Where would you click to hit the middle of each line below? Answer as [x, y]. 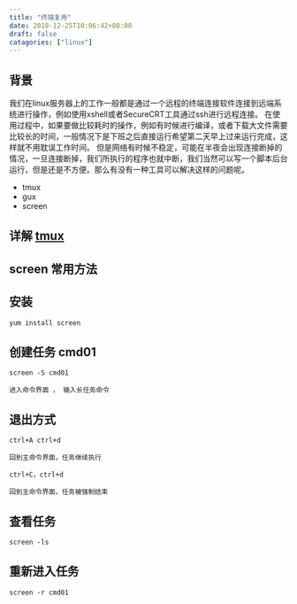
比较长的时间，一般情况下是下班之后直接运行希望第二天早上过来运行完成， [145, 136]
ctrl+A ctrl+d [35, 441]
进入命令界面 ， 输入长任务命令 [59, 391]
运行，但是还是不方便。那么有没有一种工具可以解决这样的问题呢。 [129, 170]
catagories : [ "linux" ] [51, 42]
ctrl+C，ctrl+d [36, 475]
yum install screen [45, 323]
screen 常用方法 [53, 269]
